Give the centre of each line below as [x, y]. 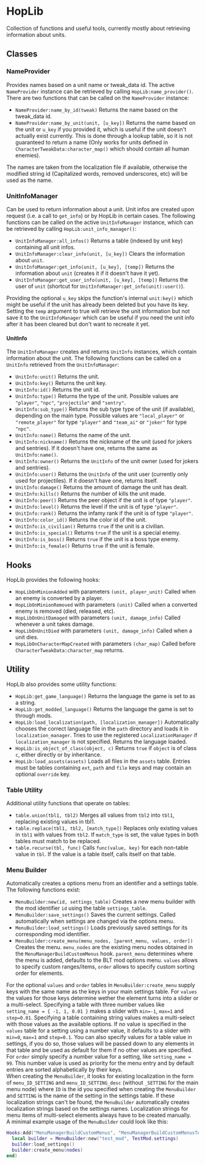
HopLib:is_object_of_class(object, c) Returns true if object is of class [106, 748]
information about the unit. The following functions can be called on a [94, 358]
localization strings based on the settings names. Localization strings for [97, 1109]
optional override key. [43, 774]
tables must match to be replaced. [58, 841]
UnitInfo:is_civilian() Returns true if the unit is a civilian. [90, 526]
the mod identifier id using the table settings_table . [81, 908]
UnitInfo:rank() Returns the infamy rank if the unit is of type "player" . [104, 513]
